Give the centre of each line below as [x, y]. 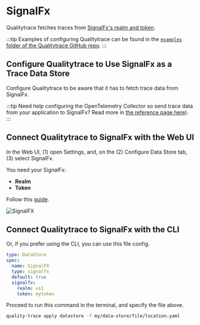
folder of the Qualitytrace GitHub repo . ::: [57, 45]
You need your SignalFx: [36, 170]
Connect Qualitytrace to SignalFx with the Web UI [100, 138]
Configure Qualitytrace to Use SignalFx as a [89, 64]
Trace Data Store [38, 74]
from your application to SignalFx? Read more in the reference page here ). [98, 112]
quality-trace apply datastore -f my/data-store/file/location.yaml [93, 316]
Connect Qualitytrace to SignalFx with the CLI [93, 229]
